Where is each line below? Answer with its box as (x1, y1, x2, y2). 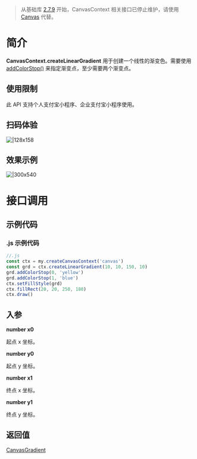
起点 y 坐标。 (6, 362, 39, 369)
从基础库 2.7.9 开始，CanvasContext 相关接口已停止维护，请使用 (20, 6, 179, 13)
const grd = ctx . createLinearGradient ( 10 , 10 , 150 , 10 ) (6, 264, 148, 270)
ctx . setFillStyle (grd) (6, 281, 62, 287)
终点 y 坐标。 (6, 411, 39, 418)
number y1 (6, 399, 33, 406)
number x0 (6, 326, 34, 333)
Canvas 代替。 (20, 13, 57, 20)
